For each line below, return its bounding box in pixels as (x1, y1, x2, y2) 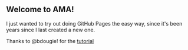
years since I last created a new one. (6, 26, 95, 33)
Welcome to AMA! (6, 5, 75, 15)
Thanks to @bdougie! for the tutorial (6, 37, 94, 44)
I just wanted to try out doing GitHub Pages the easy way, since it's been (6, 20, 183, 27)
